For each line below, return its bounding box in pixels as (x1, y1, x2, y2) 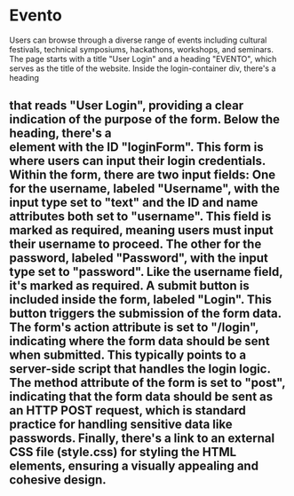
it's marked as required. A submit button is (9, 279, 250, 294)
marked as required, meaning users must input (9, 223, 274, 238)
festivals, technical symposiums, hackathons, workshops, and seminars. (9, 43, 274, 54)
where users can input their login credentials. (9, 154, 266, 169)
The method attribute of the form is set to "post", (9, 375, 286, 390)
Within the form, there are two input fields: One (9, 168, 276, 183)
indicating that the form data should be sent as (9, 390, 274, 405)
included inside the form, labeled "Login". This (9, 292, 273, 307)
